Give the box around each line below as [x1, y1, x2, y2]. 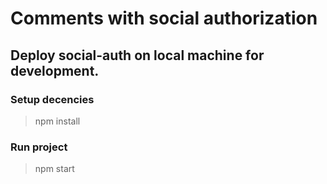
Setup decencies [10, 92, 95, 106]
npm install [34, 115, 81, 127]
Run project [10, 140, 68, 154]
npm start [34, 163, 75, 175]
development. [10, 62, 100, 79]
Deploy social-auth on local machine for [10, 47, 265, 64]
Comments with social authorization [10, 7, 318, 30]
